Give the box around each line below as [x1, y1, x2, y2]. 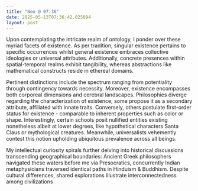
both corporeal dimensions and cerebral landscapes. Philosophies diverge [6, 91, 187, 98]
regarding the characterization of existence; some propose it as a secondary [6, 98, 193, 105]
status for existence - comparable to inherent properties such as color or [6, 110, 184, 117]
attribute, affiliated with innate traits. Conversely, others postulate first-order [6, 104, 192, 111]
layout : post [6, 20, 38, 25]
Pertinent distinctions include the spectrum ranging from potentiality [6, 79, 173, 86]
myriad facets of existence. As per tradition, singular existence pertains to [6, 42, 186, 49]
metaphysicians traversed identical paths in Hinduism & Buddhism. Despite [6, 166, 189, 173]
